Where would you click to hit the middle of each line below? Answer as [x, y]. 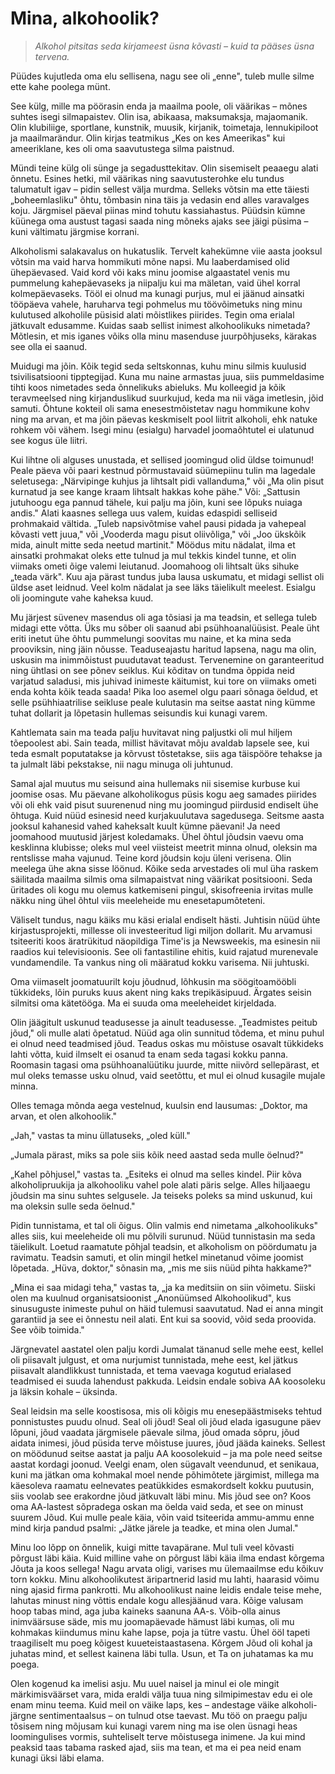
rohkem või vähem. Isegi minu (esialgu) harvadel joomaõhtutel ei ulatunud [162, 429]
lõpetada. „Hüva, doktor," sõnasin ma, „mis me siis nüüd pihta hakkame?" [161, 1268]
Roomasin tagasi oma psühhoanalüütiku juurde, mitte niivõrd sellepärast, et [165, 1064]
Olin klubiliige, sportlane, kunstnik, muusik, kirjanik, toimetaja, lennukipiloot [164, 127]
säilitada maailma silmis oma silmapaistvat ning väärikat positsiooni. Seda [161, 879]
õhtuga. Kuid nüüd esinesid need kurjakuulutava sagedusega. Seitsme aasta [167, 815]
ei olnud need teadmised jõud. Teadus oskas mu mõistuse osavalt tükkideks [167, 1043]
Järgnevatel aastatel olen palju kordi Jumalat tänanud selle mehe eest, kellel [167, 1349]
